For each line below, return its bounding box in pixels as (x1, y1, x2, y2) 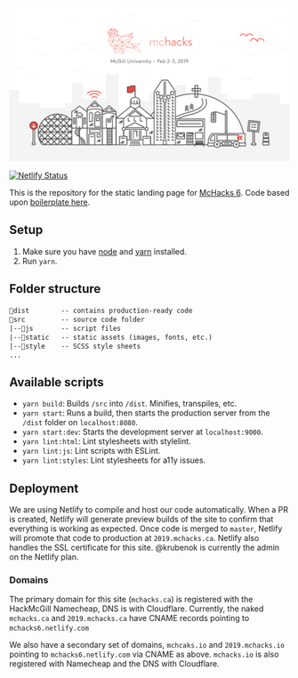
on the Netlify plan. (9, 552, 79, 562)
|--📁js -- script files (9, 324, 122, 333)
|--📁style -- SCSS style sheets (9, 342, 141, 351)
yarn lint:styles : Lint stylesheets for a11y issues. (21, 455, 206, 465)
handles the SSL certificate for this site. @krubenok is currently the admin (9, 542, 280, 553)
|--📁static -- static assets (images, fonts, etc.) (9, 333, 213, 342)
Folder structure (9, 281, 101, 296)
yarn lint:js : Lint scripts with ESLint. (21, 446, 161, 456)
